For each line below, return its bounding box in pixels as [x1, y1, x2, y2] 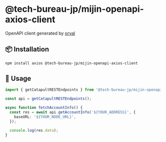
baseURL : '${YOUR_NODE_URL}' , [14, 114, 77, 119]
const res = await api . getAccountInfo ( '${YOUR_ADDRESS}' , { [9, 110, 136, 115]
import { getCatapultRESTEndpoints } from [5, 87, 94, 92]
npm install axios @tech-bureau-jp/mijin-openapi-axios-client [5, 61, 138, 66]
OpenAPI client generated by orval [5, 30, 76, 36]
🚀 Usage [5, 74, 31, 83]
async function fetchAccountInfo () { [5, 105, 83, 110]
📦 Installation [5, 45, 49, 54]
